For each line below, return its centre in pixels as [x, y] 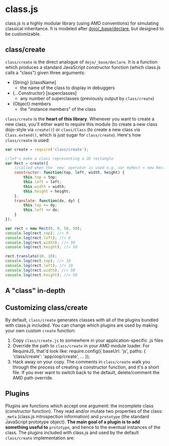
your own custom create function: [40, 330]
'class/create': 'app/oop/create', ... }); [51, 356]
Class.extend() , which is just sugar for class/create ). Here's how [73, 135]
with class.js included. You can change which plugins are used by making [81, 325]
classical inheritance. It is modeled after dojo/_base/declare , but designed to [84, 28]
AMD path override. [33, 378]
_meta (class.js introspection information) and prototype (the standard [77, 416]
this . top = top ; [40, 177]
